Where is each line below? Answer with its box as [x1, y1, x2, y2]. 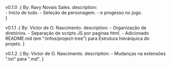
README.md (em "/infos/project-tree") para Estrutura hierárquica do [5, 35, 150, 41]
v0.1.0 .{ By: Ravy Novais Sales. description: [5, 5, 97, 10]
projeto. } [5, 41, 25, 47]
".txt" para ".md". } [5, 56, 44, 62]
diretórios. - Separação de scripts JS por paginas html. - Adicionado [5, 30, 149, 36]
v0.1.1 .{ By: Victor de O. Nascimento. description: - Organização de [5, 25, 146, 31]
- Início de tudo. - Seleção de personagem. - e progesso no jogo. [5, 10, 142, 16]
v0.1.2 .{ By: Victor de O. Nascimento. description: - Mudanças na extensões [5, 50, 166, 56]
